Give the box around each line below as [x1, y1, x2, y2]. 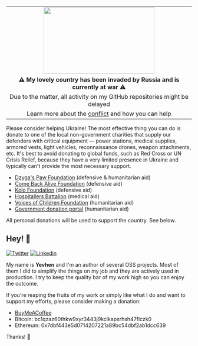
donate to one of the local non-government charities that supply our [6, 131, 171, 138]
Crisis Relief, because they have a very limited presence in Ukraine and [6, 156, 179, 163]
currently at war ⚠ [72, 83, 126, 91]
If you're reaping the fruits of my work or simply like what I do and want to [6, 291, 186, 298]
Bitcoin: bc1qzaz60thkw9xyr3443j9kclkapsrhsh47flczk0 [14, 315, 152, 322]
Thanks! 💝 [6, 333, 31, 340]
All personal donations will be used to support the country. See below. [6, 217, 176, 224]
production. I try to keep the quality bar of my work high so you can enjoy [6, 273, 184, 280]
